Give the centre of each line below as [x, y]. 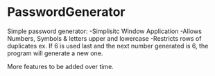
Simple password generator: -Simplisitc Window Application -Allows [105, 31]
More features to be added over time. [61, 66]
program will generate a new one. [55, 53]
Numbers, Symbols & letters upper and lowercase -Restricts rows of [104, 38]
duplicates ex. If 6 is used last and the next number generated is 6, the [108, 46]
